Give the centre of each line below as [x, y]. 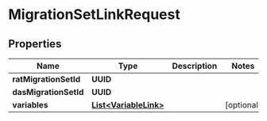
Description [195, 66]
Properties [35, 44]
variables [30, 105]
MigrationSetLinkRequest [94, 15]
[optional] [244, 105]
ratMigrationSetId [46, 79]
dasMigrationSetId [48, 92]
